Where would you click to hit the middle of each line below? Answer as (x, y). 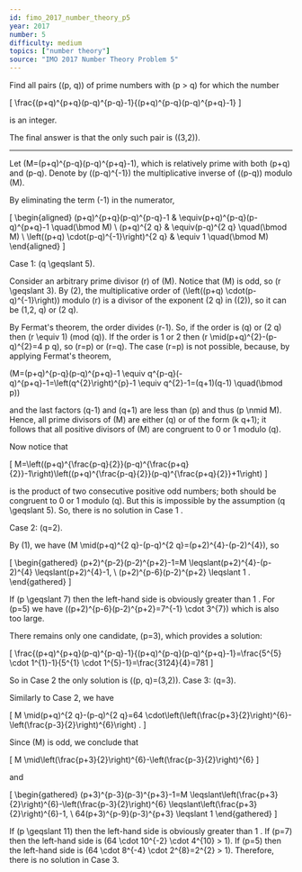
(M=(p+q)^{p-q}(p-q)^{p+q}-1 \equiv (77, 373)
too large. (27, 618)
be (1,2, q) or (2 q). (44, 310)
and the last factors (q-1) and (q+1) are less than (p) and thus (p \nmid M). (146, 410)
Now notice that (39, 446)
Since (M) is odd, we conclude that (74, 742)
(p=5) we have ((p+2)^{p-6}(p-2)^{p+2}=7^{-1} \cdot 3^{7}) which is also (144, 609)
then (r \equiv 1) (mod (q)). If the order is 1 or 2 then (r (109, 337)
